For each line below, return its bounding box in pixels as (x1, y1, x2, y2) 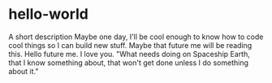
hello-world (8, 5, 89, 24)
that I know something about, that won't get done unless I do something (8, 58, 249, 68)
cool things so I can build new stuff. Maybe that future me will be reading (8, 40, 253, 50)
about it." (8, 66, 39, 76)
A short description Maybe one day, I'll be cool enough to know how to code (8, 32, 264, 41)
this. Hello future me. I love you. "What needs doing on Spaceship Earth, (8, 49, 250, 59)
